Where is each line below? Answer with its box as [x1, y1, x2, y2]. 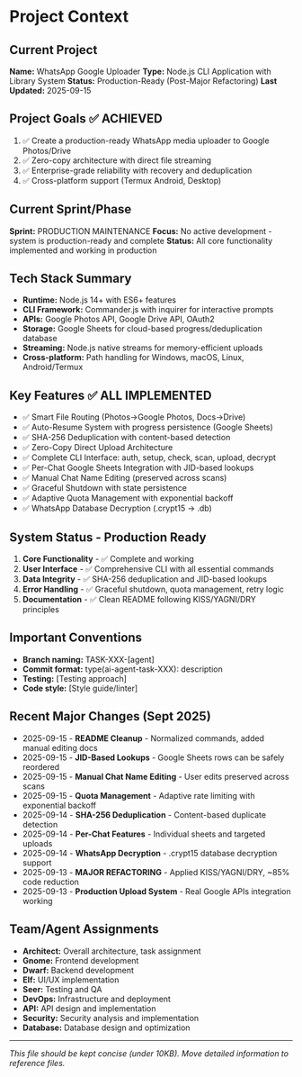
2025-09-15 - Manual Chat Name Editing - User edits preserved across [22, 771, 289, 782]
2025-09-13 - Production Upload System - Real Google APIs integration [22, 885, 292, 897]
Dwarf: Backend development [22, 964, 135, 975]
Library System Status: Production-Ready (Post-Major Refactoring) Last [9, 76, 278, 86]
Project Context [9, 6, 129, 27]
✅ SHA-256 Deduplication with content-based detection [22, 432, 231, 443]
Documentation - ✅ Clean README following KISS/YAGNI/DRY [22, 594, 256, 605]
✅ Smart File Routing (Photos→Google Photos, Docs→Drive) [22, 412, 246, 422]
